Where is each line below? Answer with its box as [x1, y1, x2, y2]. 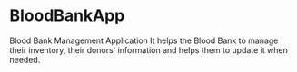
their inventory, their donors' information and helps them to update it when [9, 44, 288, 55]
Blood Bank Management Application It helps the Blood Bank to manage [9, 35, 279, 46]
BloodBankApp [9, 5, 125, 26]
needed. [9, 54, 41, 65]
